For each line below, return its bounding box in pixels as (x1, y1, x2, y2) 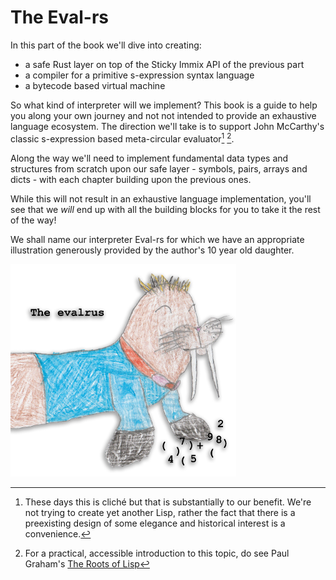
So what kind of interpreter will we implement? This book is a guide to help (10, 99, 318, 111)
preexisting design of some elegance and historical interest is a (24, 517, 286, 529)
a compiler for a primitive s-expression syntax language (24, 69, 255, 81)
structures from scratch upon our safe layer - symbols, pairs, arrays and (10, 162, 308, 175)
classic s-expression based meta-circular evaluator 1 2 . (10, 131, 235, 145)
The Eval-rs (10, 6, 109, 29)
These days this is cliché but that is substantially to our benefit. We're (24, 496, 312, 508)
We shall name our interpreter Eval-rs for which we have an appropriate (10, 233, 305, 245)
